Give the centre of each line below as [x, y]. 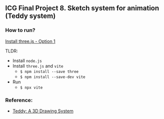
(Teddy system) [31, 16]
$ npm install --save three [49, 71]
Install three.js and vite [38, 66]
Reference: [19, 100]
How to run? [20, 30]
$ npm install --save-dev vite [53, 77]
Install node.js [27, 60]
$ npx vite [31, 87]
